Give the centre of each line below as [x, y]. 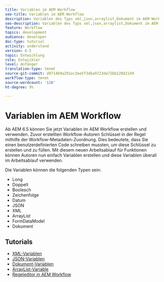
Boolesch [21, 190]
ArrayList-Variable [30, 269]
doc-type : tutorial [25, 42]
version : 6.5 [18, 51]
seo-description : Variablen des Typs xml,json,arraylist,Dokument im [77, 23]
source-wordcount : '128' [30, 82]
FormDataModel [28, 221]
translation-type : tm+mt [30, 69]
